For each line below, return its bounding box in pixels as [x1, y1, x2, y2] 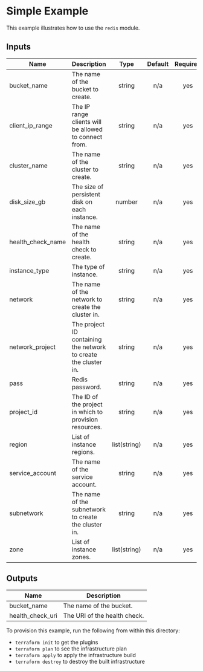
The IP [71, 102, 91, 111]
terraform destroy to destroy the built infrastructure [14, 658, 145, 665]
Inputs [6, 42, 31, 52]
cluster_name [9, 161, 48, 170]
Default [147, 59, 169, 68]
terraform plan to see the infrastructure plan [14, 645, 127, 652]
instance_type [9, 266, 50, 274]
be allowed [71, 125, 103, 134]
